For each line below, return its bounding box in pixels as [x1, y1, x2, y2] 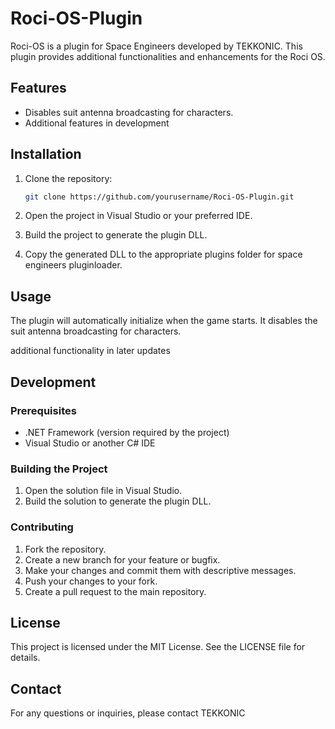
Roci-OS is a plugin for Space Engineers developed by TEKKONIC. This [10, 40, 303, 52]
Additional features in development [24, 117, 170, 129]
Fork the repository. [24, 543, 107, 555]
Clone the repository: [24, 172, 113, 184]
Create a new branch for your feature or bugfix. [24, 553, 221, 566]
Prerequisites [10, 403, 77, 417]
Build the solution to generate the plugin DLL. [24, 495, 212, 507]
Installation [10, 146, 82, 163]
